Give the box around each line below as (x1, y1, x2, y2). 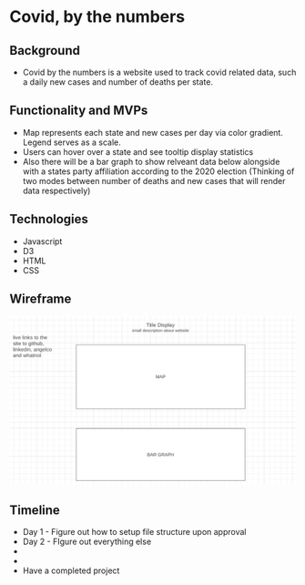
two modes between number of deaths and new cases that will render (22, 175, 286, 186)
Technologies (9, 211, 89, 227)
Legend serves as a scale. (22, 137, 121, 148)
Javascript (22, 235, 63, 247)
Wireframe (9, 292, 72, 307)
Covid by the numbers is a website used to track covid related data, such (22, 67, 297, 77)
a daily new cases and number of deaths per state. (22, 77, 214, 87)
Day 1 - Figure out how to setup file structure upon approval (22, 527, 247, 538)
